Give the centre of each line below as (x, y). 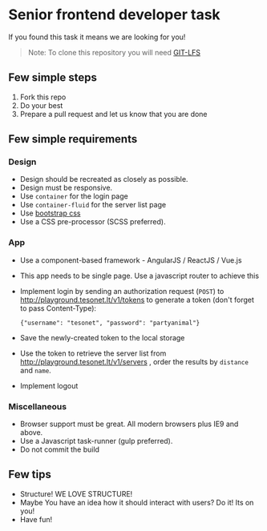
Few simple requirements (73, 139)
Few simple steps (53, 78)
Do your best (41, 105)
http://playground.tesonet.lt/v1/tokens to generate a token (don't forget (137, 300)
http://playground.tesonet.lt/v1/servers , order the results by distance (134, 361)
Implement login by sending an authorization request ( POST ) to (122, 291)
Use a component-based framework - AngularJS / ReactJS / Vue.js (131, 260)
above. (31, 432)
